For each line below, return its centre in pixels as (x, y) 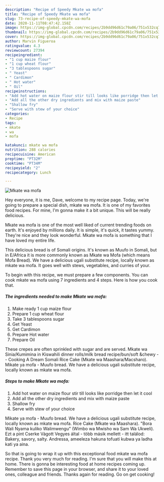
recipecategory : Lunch (28, 173)
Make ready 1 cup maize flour (42, 309)
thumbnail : (16, 32)
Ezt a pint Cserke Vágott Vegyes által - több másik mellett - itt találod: (75, 434)
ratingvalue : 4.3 (23, 46)
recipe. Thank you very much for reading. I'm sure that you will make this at (81, 459)
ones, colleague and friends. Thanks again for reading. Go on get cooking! (80, 474)
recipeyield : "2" (23, 168)
